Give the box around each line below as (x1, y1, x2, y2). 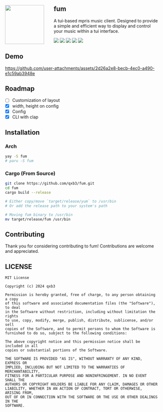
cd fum (5, 186, 18, 190)
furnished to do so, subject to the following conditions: (5, 331, 127, 336)
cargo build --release (5, 190, 51, 195)
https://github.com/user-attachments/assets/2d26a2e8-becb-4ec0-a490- (5, 65, 155, 71)
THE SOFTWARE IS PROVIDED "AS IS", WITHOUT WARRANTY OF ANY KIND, (5, 356, 143, 361)
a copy (5, 297, 18, 302)
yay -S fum (5, 154, 27, 159)
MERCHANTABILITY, (5, 369, 40, 374)
